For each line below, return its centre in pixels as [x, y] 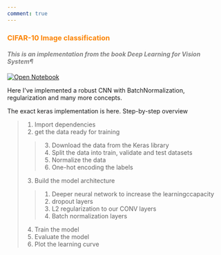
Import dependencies [65, 124]
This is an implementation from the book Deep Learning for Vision [104, 54]
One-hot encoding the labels [92, 167]
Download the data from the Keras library [110, 145]
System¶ [20, 62]
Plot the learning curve [67, 244]
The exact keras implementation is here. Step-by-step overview [98, 111]
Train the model [57, 229]
